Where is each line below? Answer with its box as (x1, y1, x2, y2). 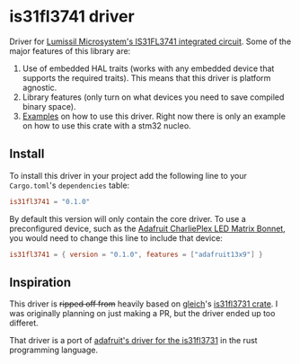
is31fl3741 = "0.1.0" (9, 197, 91, 206)
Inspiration (9, 274, 72, 289)
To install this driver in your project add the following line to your (9, 170, 247, 181)
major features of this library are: (9, 45, 131, 56)
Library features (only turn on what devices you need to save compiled (22, 92, 285, 102)
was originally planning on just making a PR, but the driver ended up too (9, 308, 276, 319)
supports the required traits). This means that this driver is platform (22, 72, 271, 83)
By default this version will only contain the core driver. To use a (9, 213, 247, 224)
